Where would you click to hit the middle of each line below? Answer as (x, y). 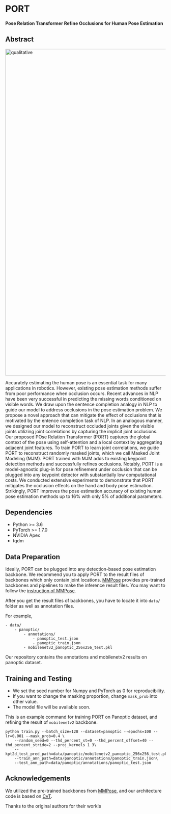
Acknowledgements (38, 779)
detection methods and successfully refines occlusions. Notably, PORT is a (84, 464)
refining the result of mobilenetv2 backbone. (52, 722)
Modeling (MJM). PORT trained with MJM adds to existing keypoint (76, 458)
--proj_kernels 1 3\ (75, 745)
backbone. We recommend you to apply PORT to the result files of (75, 574)
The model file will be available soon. (51, 707)
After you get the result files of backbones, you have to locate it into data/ (83, 601)
